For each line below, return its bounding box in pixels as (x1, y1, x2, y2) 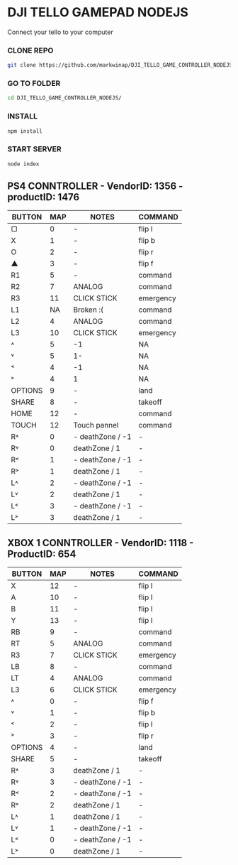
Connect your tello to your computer (7, 28, 113, 36)
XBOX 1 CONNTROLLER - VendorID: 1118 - (7, 537, 194, 549)
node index (7, 161, 40, 168)
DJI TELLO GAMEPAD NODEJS (7, 4, 189, 21)
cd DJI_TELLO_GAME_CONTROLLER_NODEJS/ (7, 94, 122, 102)
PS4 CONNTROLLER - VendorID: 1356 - (7, 180, 183, 192)
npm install (7, 127, 42, 135)
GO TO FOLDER (7, 79, 61, 89)
